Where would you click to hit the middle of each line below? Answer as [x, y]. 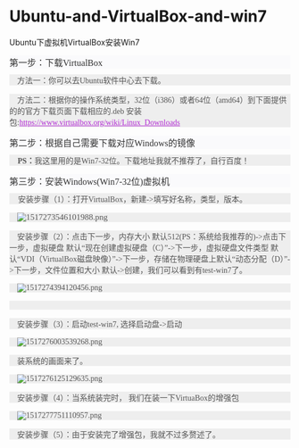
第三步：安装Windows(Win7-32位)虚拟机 [90, 181]
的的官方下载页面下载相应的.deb [67, 111]
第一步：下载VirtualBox [56, 62]
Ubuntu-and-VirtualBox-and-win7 [138, 17]
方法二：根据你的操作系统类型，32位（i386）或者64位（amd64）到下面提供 [152, 100]
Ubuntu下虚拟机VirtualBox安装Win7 [75, 42]
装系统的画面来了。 [52, 361]
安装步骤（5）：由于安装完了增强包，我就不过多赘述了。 [119, 435]
